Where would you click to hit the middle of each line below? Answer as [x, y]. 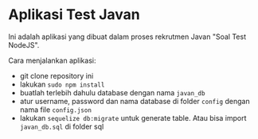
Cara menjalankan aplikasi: [52, 60]
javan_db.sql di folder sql [62, 126]
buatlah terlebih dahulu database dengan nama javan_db [112, 92]
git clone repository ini [57, 75]
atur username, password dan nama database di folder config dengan [135, 101]
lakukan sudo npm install [62, 84]
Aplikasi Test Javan [74, 15]
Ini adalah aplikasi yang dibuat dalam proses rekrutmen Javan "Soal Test [127, 37]
